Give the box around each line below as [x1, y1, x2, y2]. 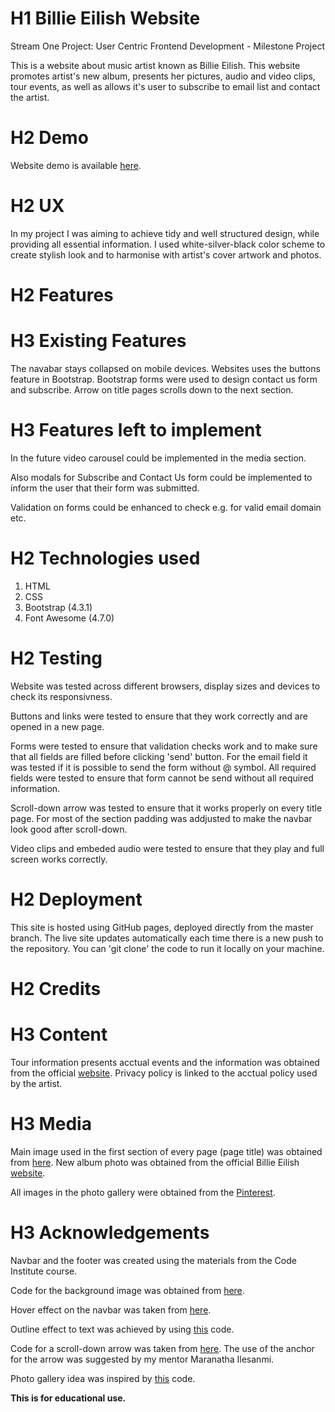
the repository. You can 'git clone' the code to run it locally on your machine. [10, 942, 325, 954]
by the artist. [10, 1077, 63, 1089]
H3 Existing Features [10, 330, 187, 352]
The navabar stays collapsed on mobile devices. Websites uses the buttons [10, 362, 321, 374]
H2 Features [10, 284, 114, 306]
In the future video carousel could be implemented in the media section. [10, 452, 307, 464]
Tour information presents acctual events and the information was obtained [10, 1056, 320, 1068]
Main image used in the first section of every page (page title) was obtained [10, 1145, 323, 1157]
